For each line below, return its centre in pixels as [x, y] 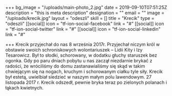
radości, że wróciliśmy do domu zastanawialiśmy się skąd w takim [75, 66]
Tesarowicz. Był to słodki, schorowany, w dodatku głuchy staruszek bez [81, 55]
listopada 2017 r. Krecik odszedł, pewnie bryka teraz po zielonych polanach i [86, 82]
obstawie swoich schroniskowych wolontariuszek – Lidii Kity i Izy [74, 50]
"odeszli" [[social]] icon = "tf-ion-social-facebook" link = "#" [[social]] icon [85, 23]
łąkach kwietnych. [24, 88]
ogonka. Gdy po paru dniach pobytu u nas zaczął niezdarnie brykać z [79, 61]
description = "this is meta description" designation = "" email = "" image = [85, 13]
